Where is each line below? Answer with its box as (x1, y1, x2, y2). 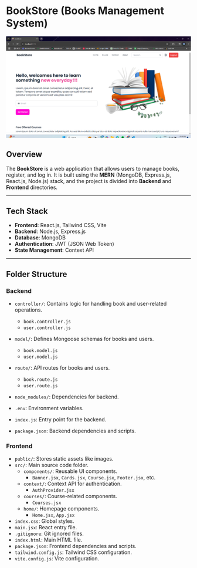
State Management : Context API (14, 246, 94, 253)
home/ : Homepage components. (23, 505, 100, 512)
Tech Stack (6, 207, 48, 217)
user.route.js (23, 383, 58, 389)
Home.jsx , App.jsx (32, 512, 75, 519)
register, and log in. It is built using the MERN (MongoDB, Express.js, (6, 171, 171, 178)
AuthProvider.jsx (32, 488, 74, 493)
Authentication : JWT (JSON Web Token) (14, 241, 114, 248)
